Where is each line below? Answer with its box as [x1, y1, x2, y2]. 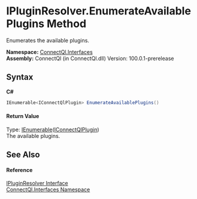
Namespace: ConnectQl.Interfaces [6, 48, 93, 55]
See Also [6, 150, 40, 160]
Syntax [6, 72, 34, 82]
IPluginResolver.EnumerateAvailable [6, 4, 192, 18]
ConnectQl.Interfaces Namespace [6, 186, 90, 193]
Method [47, 17, 87, 31]
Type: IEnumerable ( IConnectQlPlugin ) [6, 126, 100, 133]
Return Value [6, 113, 40, 120]
